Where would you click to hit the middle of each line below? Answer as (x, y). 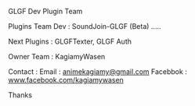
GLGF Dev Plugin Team (45, 11)
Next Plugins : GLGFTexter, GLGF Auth (70, 41)
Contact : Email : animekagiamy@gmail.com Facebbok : (98, 72)
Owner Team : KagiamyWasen (57, 57)
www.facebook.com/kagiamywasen (66, 80)
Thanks (20, 95)
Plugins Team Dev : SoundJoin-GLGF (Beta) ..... (85, 26)
